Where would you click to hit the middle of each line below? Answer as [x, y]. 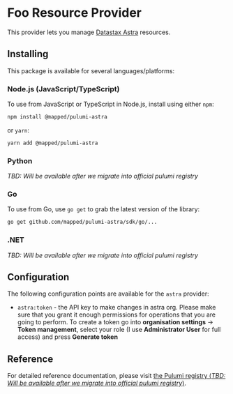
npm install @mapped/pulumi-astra [58, 117]
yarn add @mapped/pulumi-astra [53, 143]
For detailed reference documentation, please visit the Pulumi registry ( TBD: [116, 376]
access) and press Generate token [68, 337]
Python [20, 160]
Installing [28, 54]
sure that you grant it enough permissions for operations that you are [116, 315]
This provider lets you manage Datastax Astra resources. [89, 32]
